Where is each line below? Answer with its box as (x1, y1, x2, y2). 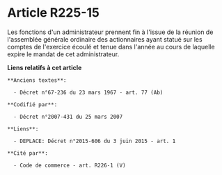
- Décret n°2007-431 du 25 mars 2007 (13, 113, 123, 120)
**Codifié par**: (7, 101, 58, 108)
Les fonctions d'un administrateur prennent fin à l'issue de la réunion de (7, 28, 214, 36)
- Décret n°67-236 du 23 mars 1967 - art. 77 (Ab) (13, 89, 164, 96)
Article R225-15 (7, 5, 100, 21)
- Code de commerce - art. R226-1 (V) (13, 162, 127, 169)
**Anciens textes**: (7, 76, 68, 84)
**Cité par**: (7, 149, 49, 157)
